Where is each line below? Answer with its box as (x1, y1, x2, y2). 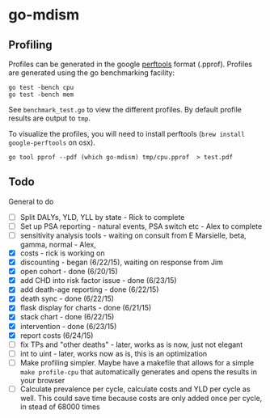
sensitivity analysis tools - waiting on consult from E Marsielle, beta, (19, 230, 247, 240)
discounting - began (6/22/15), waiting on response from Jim (19, 257, 224, 268)
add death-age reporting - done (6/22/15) (19, 285, 159, 294)
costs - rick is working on (19, 248, 105, 258)
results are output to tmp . (8, 113, 91, 123)
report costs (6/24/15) (19, 330, 94, 340)
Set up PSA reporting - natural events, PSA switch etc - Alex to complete (19, 221, 263, 231)
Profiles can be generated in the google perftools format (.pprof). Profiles (8, 59, 253, 69)
